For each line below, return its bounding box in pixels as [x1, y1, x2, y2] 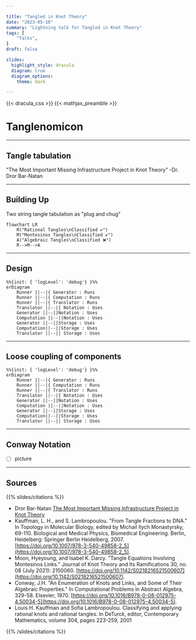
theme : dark [16, 78, 45, 85]
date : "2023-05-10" [6, 19, 54, 25]
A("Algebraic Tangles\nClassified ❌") [16, 237, 112, 243]
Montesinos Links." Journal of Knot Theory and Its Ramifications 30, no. [14, 561, 188, 568]
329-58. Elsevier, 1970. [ [14, 592, 73, 599]
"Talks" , [16, 36, 38, 42]
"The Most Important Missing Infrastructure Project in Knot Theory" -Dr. [6, 166, 179, 173]
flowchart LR [6, 222, 38, 228]
